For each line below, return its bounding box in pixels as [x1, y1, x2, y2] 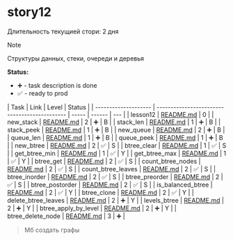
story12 [7, 4, 52, 20]
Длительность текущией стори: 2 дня [7, 27, 120, 36]
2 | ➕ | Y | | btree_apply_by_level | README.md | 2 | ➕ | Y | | [7, 203, 177, 212]
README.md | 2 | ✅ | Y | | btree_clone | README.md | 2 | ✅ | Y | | [7, 188, 195, 196]
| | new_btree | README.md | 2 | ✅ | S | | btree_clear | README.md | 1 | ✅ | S [7, 141, 227, 150]
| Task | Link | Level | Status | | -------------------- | [7, 102, 155, 111]
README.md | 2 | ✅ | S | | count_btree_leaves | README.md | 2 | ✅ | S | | [7, 164, 216, 173]
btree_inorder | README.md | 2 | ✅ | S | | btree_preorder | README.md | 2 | [7, 172, 224, 181]
